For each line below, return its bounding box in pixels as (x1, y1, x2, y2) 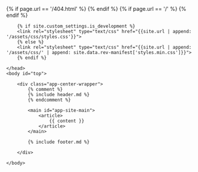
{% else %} (17, 39, 44, 45)
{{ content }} (49, 118, 85, 124)
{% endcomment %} (28, 97, 71, 103)
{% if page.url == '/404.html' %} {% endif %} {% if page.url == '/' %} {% (6, 5, 187, 12)
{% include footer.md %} (28, 139, 90, 145)
